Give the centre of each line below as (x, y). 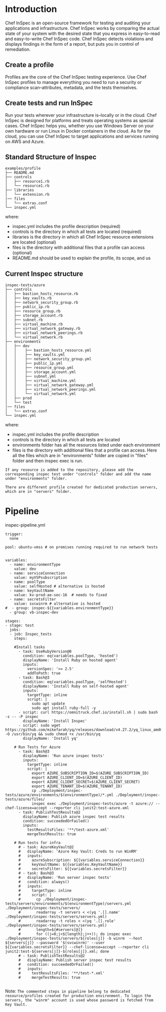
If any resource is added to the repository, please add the (69, 470)
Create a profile (30, 65)
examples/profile (23, 168)
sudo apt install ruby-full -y (64, 708)
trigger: (14, 534)
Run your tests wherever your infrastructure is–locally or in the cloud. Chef (81, 115)
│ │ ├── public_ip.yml (34, 364)
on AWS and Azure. (25, 141)
